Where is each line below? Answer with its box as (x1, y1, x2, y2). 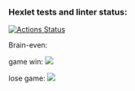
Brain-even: (8, 40, 48, 50)
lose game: (8, 73, 46, 83)
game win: (8, 57, 43, 67)
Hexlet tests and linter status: (8, 6, 128, 18)
